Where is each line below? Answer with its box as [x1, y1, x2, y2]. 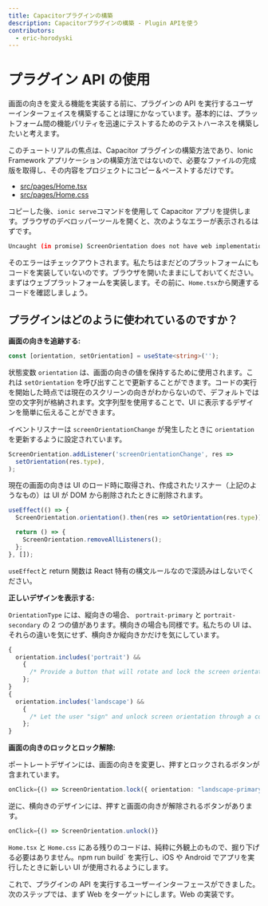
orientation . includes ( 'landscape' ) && [15, 698, 145, 706]
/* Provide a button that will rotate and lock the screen [29, 668, 230, 676]
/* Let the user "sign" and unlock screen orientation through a [29, 712, 251, 721]
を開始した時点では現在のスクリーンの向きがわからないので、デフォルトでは [8, 387, 259, 397]
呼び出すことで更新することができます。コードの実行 [83, 377, 258, 387]
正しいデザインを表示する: [8, 592, 95, 603]
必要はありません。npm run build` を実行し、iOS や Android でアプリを [14, 852, 248, 862]
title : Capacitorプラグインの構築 [8, 11, 113, 20]
